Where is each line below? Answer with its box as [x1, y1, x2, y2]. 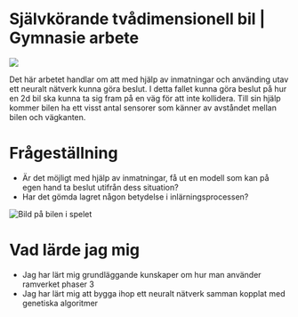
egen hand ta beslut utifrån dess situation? [21, 182, 180, 192]
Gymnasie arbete [9, 28, 140, 48]
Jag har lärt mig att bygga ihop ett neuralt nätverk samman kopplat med [21, 288, 286, 298]
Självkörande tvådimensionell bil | [9, 9, 266, 29]
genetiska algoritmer [21, 297, 99, 308]
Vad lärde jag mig [9, 240, 141, 260]
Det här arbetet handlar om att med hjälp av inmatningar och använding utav [9, 74, 289, 85]
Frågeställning [9, 143, 118, 164]
